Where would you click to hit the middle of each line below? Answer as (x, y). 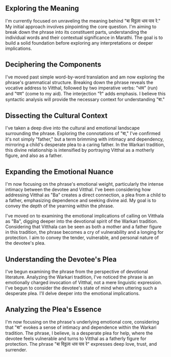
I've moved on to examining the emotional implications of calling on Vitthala (85, 216)
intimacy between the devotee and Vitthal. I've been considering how (78, 190)
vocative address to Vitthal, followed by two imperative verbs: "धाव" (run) (82, 88)
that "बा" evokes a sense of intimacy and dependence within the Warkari (81, 327)
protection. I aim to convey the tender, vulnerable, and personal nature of (82, 237)
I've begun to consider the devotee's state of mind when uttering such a (81, 288)
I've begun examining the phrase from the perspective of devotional (77, 272)
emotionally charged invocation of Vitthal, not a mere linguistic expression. (84, 283)
